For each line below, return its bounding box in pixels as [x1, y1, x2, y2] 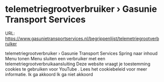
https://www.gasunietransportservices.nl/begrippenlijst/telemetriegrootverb [5, 36, 159, 41]
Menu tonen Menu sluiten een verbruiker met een [5, 55, 105, 61]
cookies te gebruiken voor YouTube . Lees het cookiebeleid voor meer [5, 66, 147, 72]
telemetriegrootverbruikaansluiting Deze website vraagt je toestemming [5, 61, 151, 67]
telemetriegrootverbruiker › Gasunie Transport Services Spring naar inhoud [5, 50, 158, 56]
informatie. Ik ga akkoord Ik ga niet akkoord [5, 71, 93, 77]
